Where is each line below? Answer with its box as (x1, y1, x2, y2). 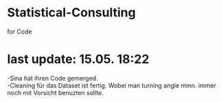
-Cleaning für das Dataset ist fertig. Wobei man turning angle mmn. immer (7, 81, 216, 90)
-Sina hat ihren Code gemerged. (7, 74, 98, 82)
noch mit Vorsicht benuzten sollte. (7, 88, 104, 97)
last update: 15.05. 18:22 (7, 51, 150, 67)
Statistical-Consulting (7, 5, 136, 21)
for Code (7, 27, 32, 36)
